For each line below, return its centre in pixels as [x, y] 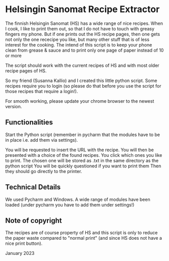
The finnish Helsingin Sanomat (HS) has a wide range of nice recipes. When [84, 23]
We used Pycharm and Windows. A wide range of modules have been [78, 199]
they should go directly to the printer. [44, 171]
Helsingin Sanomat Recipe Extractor [82, 9]
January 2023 [20, 253]
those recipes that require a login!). [42, 91]
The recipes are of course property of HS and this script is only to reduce [81, 233]
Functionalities [29, 122]
